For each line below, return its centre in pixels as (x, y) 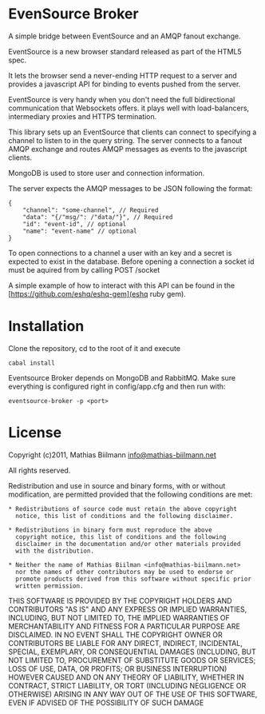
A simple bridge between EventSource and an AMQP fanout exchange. (125, 36)
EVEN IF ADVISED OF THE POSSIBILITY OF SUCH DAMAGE (106, 702)
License (35, 433)
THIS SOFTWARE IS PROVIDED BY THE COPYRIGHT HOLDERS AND (121, 600)
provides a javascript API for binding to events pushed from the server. (125, 84)
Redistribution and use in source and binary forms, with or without (117, 485)
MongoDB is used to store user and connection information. (107, 173)
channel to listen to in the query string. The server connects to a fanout (125, 140)
